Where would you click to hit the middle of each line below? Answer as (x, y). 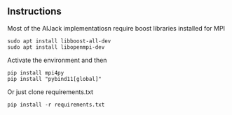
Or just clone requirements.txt (50, 92)
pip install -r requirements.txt (56, 105)
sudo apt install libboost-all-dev (59, 41)
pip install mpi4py (36, 72)
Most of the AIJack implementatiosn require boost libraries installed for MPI (116, 28)
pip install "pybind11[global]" (54, 79)
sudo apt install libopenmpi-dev (56, 47)
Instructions (34, 11)
